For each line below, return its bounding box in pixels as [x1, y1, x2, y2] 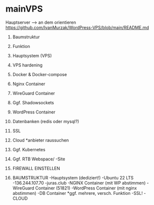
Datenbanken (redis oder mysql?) [12, 118, 79, 124]
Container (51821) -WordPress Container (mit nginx [35, 185, 137, 191]
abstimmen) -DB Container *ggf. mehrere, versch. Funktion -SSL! [12, 190, 143, 196]
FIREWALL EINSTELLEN [12, 165, 60, 171]
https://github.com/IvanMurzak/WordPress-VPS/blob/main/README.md [5, 24, 149, 30]
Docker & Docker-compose [12, 71, 67, 77]
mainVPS [5, 3, 43, 15]
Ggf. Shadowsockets [12, 99, 54, 105]
